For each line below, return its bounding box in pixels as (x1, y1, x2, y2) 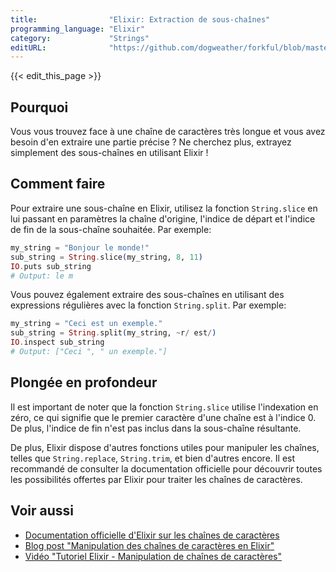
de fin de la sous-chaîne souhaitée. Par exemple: (10, 223, 212, 235)
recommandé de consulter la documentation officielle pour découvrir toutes (10, 462, 323, 475)
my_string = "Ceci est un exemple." (10, 319, 163, 329)
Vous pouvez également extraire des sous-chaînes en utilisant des (10, 289, 285, 301)
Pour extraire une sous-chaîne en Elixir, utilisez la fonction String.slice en (10, 202, 318, 214)
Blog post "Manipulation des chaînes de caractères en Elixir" (24, 539, 275, 551)
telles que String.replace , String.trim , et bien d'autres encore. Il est (10, 452, 296, 464)
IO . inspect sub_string (10, 337, 105, 348)
